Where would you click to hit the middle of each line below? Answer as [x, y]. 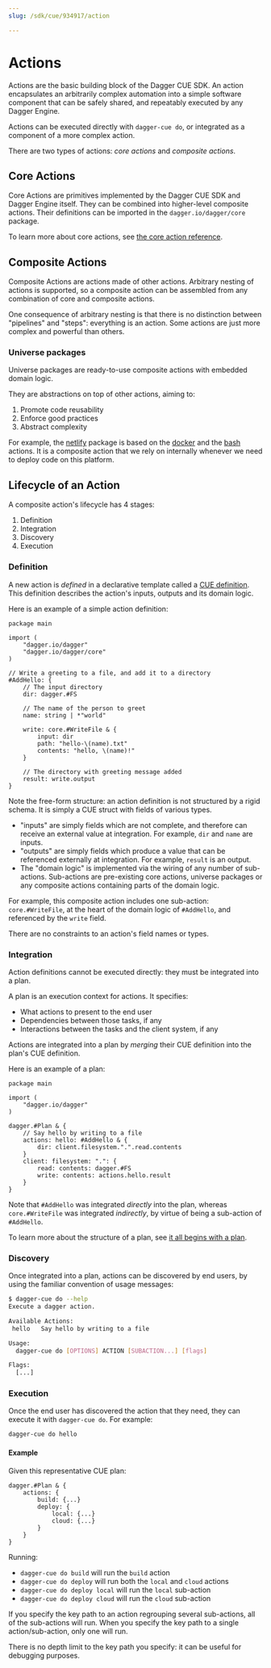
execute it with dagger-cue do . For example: [81, 1419]
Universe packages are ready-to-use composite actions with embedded [128, 370]
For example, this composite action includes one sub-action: [109, 901]
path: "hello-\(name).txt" [83, 743]
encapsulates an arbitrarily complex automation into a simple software [125, 94]
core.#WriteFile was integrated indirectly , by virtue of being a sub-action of [135, 1213]
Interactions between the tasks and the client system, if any [119, 1029]
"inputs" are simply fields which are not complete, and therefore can [133, 825]
